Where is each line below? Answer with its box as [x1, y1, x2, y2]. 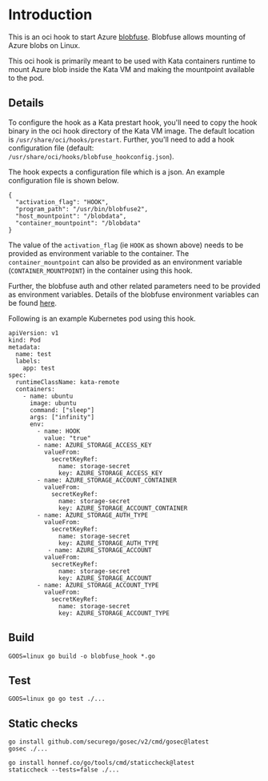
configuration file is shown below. [8, 175, 119, 185]
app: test [22, 364, 56, 372]
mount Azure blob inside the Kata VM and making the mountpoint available [8, 64, 255, 74]
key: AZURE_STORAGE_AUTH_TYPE [58, 539, 159, 547]
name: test [15, 350, 52, 358]
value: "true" [43, 434, 91, 442]
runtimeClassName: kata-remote [15, 378, 120, 386]
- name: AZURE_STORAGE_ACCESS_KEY [37, 441, 152, 449]
